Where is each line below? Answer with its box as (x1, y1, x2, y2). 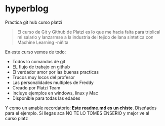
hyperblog (5, 3, 49, 14)
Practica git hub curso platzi (5, 19, 63, 25)
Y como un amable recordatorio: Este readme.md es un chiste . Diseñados (5, 105, 157, 111)
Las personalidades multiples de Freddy (12, 80, 94, 85)
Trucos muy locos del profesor (12, 74, 75, 80)
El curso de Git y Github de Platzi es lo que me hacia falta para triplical (17, 29, 161, 35)
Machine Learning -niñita (17, 39, 69, 45)
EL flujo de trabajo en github (12, 64, 70, 70)
